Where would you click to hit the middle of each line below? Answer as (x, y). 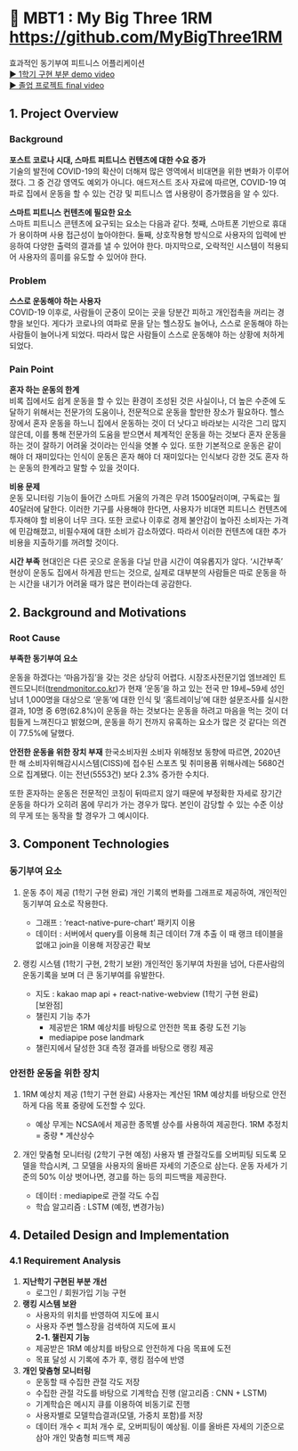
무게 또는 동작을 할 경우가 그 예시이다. (84, 815)
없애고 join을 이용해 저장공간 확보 (93, 944)
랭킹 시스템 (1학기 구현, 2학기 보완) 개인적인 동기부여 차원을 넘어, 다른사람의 (153, 963)
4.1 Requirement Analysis (65, 1261)
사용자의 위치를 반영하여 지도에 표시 (97, 1315)
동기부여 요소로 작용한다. (65, 903)
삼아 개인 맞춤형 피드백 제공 (83, 1437)
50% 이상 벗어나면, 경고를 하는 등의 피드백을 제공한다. (133, 1176)
